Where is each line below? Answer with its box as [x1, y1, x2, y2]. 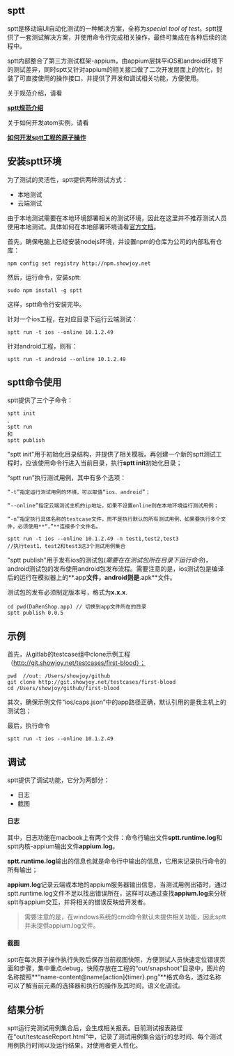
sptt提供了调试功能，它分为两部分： [7, 776, 110, 784]
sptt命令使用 [7, 376, 62, 388]
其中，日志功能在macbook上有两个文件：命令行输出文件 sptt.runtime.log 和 [7, 834, 223, 842]
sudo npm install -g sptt [7, 286, 82, 294]
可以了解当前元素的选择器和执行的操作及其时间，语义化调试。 [7, 981, 185, 990]
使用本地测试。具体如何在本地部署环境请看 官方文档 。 [7, 222, 160, 231]
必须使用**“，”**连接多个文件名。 [17, 523, 102, 530]
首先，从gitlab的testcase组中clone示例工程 [7, 650, 131, 659]
